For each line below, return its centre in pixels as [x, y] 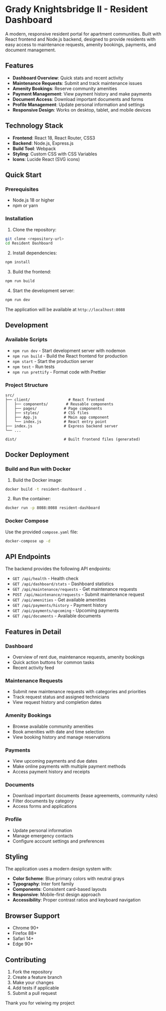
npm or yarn [25, 206]
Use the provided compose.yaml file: [42, 532]
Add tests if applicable [36, 988]
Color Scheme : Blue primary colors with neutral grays [68, 879]
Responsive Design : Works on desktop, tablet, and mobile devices [82, 110]
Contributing [26, 959]
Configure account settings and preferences [58, 841]
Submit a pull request [34, 993]
